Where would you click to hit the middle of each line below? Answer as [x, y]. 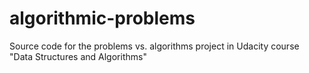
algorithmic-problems [102, 18]
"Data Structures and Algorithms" [78, 56]
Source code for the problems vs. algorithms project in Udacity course [154, 46]
